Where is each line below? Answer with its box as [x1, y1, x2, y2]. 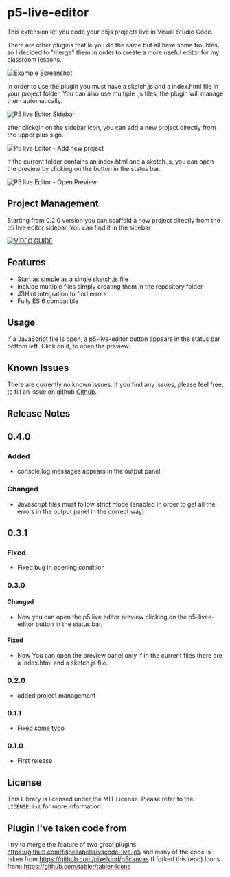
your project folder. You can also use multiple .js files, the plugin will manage [7, 89, 224, 98]
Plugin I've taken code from [7, 822, 127, 834]
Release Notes [7, 408, 71, 419]
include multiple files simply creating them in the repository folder [16, 282, 203, 290]
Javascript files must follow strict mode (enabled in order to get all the [16, 500, 216, 508]
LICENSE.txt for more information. [7, 802, 103, 810]
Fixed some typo [16, 724, 65, 733]
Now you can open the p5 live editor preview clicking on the [16, 613, 187, 621]
